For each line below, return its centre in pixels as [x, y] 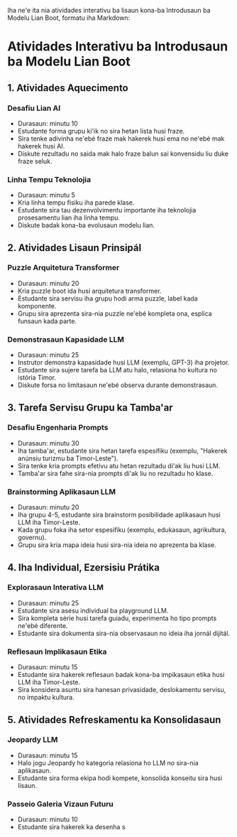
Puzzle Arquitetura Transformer [64, 268]
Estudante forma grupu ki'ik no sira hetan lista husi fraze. [101, 131]
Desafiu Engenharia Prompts [58, 428]
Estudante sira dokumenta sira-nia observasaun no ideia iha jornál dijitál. [124, 633]
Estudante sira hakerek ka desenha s [71, 827]
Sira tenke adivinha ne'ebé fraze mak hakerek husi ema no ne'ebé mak [121, 139]
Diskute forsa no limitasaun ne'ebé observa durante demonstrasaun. [118, 385]
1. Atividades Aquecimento [68, 88]
